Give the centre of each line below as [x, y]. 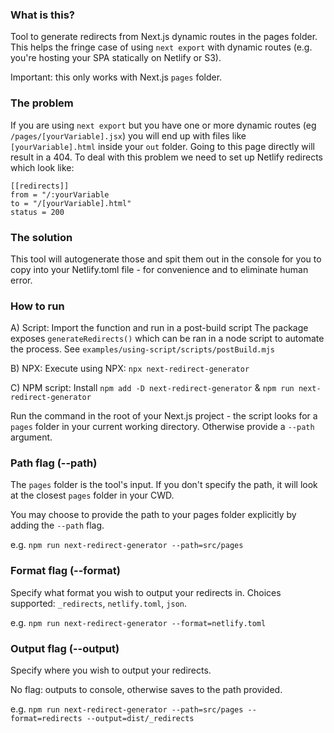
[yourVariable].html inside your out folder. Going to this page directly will [162, 146]
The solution [41, 237]
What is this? [42, 15]
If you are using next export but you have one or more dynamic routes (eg [163, 125]
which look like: [42, 167]
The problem [42, 103]
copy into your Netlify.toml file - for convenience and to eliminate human [159, 269]
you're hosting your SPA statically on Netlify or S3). [116, 58]
